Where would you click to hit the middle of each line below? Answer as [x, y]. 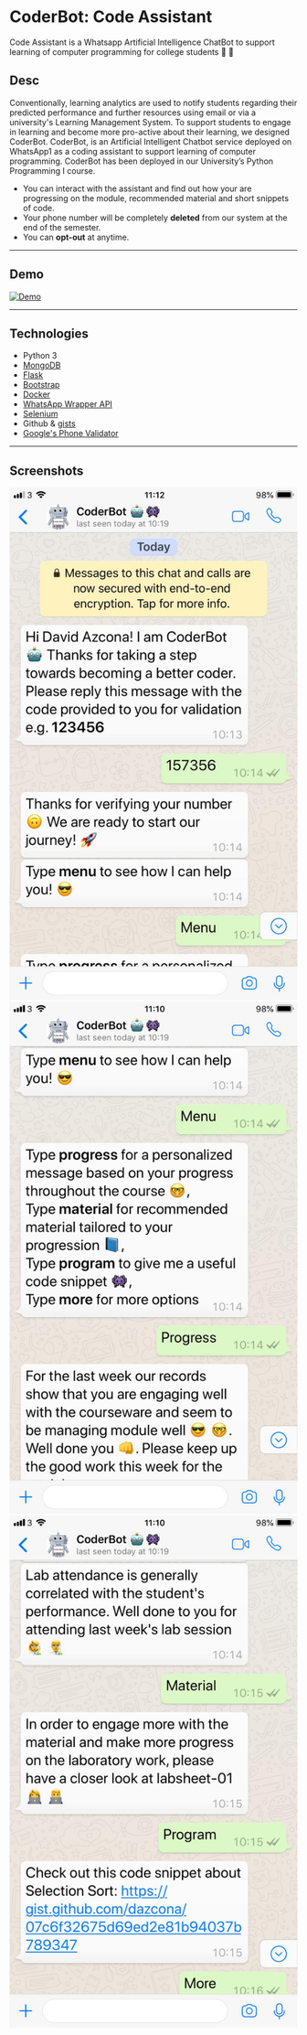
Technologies [49, 333]
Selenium [40, 414]
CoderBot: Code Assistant [111, 17]
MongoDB [42, 365]
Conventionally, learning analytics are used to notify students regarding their [153, 102]
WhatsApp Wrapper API [67, 404]
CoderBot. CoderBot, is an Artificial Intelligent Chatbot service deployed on [151, 141]
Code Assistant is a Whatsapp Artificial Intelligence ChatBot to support [143, 42]
